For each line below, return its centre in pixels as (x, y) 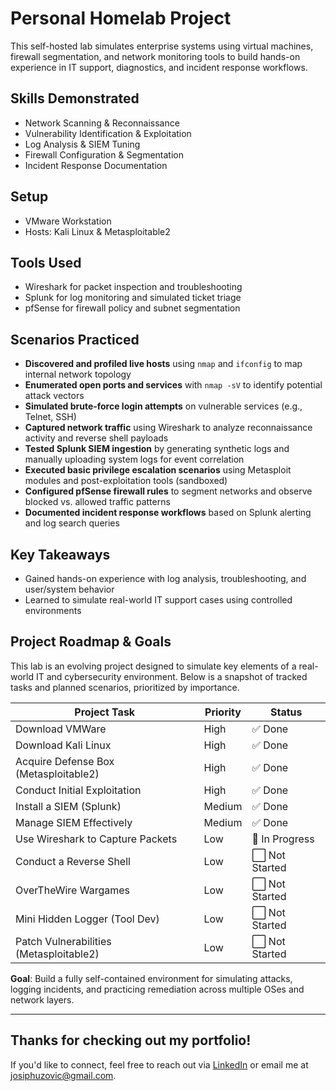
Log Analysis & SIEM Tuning (82, 144)
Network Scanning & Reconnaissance (102, 123)
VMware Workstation (68, 221)
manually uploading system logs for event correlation (134, 459)
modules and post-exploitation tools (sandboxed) (126, 481)
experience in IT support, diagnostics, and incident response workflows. (159, 67)
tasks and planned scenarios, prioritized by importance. (125, 687)
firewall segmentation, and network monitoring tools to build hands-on (155, 56)
